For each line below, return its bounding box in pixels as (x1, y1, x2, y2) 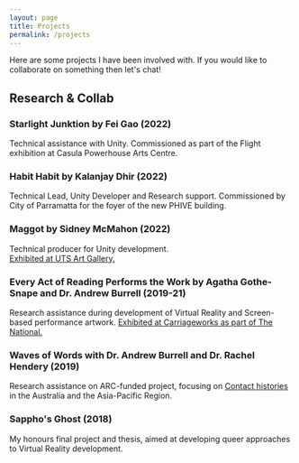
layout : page (9, 13, 59, 23)
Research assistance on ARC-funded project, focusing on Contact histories (9, 381, 288, 392)
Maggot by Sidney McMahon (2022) (9, 223, 171, 236)
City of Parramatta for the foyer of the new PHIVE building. (9, 200, 227, 211)
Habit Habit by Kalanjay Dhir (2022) (9, 170, 168, 182)
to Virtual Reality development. (9, 443, 123, 454)
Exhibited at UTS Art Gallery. (9, 253, 115, 264)
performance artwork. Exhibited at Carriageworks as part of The (34, 317, 273, 328)
